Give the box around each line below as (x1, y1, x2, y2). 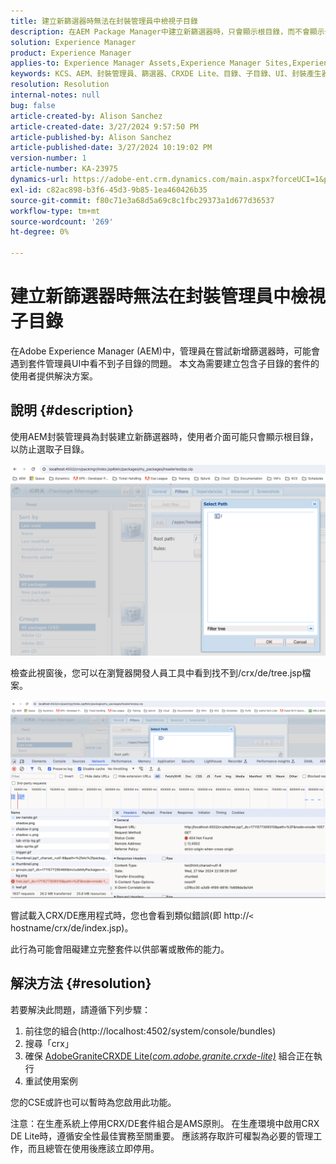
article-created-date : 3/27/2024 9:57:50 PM (10, 121, 199, 132)
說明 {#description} (10, 402, 135, 419)
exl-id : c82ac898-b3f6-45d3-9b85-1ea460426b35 (10, 185, 208, 195)
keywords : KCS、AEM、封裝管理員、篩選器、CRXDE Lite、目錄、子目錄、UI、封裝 (10, 69, 307, 79)
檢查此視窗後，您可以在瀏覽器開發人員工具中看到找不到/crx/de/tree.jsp (10, 666, 303, 679)
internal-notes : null (10, 90, 101, 100)
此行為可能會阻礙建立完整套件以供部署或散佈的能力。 (10, 943, 230, 955)
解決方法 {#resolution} (10, 975, 152, 992)
